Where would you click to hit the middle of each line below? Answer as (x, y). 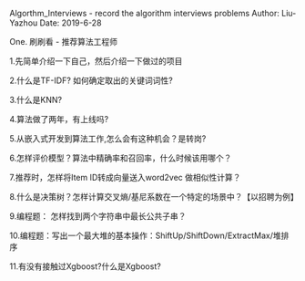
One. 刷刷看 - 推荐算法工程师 (64, 42)
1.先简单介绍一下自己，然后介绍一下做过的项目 (96, 61)
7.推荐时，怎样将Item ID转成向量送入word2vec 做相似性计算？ (125, 177)
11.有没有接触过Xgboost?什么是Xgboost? (85, 266)
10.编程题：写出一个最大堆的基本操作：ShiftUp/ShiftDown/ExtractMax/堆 (145, 235)
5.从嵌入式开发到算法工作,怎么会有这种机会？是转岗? (108, 139)
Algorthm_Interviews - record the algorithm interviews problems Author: (145, 13)
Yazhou (24, 23)
